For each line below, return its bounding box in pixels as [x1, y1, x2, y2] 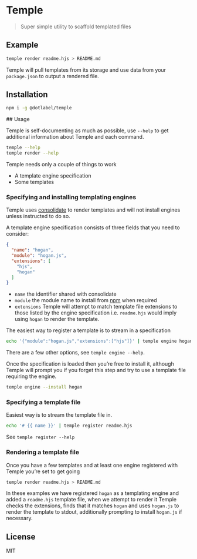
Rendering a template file [6, 448, 79, 456]
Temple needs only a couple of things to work [6, 161, 117, 168]
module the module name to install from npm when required [14, 297, 157, 304]
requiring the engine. [6, 373, 57, 380]
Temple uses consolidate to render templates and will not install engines [6, 206, 181, 213]
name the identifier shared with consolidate [14, 290, 117, 297]
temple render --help [6, 150, 59, 156]
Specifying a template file [6, 398, 81, 406]
